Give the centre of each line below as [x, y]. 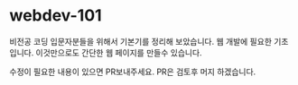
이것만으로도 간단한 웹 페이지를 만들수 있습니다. [119, 52]
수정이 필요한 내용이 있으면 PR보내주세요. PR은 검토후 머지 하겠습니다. [133, 72]
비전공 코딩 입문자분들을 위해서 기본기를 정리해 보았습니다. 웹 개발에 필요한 [141, 41]
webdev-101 [56, 16]
